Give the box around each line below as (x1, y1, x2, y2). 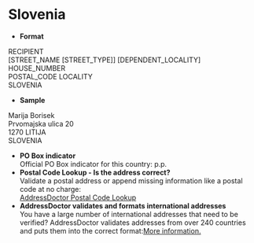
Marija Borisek (8, 110, 55, 120)
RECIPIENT (8, 46, 45, 56)
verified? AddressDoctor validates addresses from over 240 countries (19, 218, 246, 227)
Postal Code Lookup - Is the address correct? (19, 168, 171, 177)
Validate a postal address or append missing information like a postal (19, 175, 243, 186)
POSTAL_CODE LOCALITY (8, 72, 93, 81)
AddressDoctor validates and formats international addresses (19, 201, 226, 210)
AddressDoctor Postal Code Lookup (19, 193, 137, 202)
